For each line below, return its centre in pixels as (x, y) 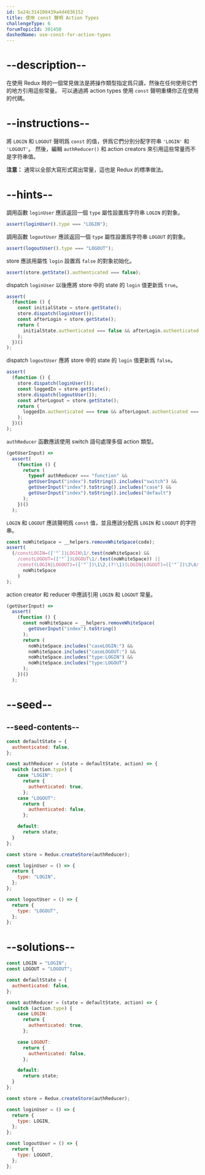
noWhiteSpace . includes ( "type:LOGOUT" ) (78, 663)
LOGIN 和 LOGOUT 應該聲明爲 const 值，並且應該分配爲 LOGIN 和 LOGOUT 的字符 (101, 523)
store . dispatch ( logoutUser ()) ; (57, 395)
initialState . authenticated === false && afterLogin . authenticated (111, 331)
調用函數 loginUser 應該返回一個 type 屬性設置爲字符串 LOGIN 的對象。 (95, 212)
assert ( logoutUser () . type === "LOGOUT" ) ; (60, 248)
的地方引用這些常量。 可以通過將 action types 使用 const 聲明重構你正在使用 (102, 91)
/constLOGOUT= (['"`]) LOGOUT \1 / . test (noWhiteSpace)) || (89, 559)
